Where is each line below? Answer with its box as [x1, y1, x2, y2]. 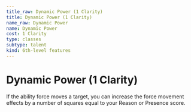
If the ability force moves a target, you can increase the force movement [6, 93, 184, 100]
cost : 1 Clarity [6, 31, 47, 37]
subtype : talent [6, 42, 47, 48]
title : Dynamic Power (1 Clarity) [6, 14, 93, 20]
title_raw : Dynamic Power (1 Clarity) [6, 8, 103, 15]
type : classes [6, 36, 42, 42]
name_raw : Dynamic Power [6, 20, 68, 26]
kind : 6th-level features [6, 48, 71, 54]
